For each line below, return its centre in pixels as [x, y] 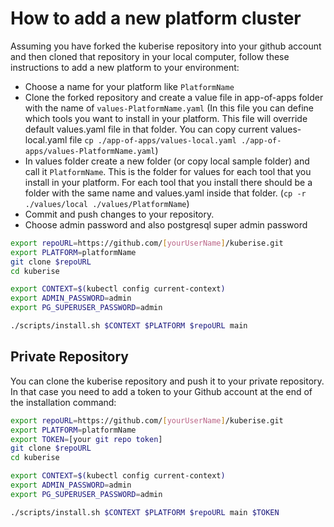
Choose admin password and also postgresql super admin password [166, 224]
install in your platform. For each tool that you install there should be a [168, 182]
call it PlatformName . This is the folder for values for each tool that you [168, 171]
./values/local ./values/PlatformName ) [107, 203]
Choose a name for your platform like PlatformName [129, 86]
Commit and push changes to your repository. [119, 214]
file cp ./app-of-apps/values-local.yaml [153, 139]
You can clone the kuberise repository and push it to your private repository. [167, 381]
